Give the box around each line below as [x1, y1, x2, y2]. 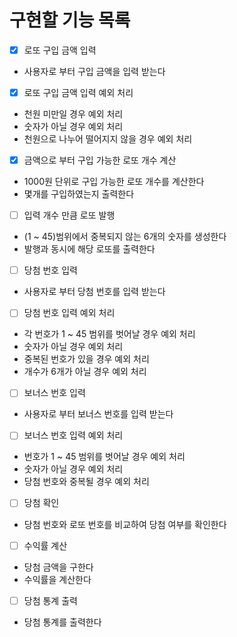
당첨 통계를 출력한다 [23, 616, 102, 628]
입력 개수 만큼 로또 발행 [23, 209, 116, 221]
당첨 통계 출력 [23, 594, 78, 606]
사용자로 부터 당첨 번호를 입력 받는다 [23, 286, 166, 298]
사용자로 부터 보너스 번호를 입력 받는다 [23, 408, 174, 420]
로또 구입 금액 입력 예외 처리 [23, 87, 134, 98]
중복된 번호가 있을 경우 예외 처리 [23, 353, 150, 365]
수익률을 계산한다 [23, 573, 92, 585]
